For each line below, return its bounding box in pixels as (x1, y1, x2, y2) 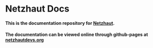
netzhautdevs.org (5, 37, 44, 43)
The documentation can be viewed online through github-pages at (5, 31, 148, 38)
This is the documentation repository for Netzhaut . (5, 20, 115, 26)
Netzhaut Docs (5, 3, 69, 15)
